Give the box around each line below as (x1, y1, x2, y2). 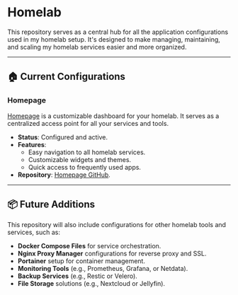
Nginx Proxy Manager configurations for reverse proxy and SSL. (17, 249, 207, 258)
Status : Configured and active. (17, 132, 108, 141)
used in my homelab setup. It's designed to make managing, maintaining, (7, 35, 221, 43)
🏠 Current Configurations (7, 71, 126, 83)
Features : (17, 140, 47, 149)
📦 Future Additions (7, 199, 96, 211)
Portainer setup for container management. (17, 257, 145, 265)
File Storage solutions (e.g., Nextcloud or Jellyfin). (17, 279, 165, 288)
